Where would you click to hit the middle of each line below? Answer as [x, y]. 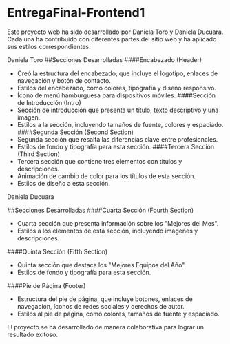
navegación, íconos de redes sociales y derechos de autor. [101, 306]
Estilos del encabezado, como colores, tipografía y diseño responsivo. [117, 88]
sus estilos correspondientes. [49, 46]
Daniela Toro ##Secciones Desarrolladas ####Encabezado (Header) [104, 59]
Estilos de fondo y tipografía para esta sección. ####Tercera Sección [116, 146]
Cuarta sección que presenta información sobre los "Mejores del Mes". [118, 223]
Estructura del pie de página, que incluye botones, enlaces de [105, 299]
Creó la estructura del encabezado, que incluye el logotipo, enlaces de [117, 73]
